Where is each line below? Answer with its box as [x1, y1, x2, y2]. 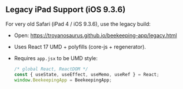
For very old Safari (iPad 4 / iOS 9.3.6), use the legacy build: [5, 20, 151, 27]
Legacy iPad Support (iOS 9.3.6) [5, 5, 126, 15]
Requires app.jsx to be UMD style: [14, 54, 98, 61]
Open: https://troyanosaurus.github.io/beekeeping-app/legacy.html [14, 32, 177, 39]
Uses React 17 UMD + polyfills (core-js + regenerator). [14, 43, 147, 50]
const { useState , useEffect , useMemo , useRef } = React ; [14, 71, 159, 77]
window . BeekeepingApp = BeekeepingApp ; [14, 77, 112, 83]
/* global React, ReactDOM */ [14, 66, 89, 72]
